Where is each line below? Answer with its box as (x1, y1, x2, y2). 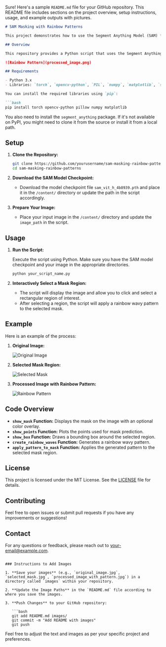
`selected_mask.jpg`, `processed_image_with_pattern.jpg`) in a (5, 574, 140, 579)
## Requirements (5, 69, 39, 74)
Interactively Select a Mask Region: (12, 280, 86, 286)
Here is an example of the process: (5, 333, 77, 339)
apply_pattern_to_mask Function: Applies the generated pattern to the (12, 444, 155, 450)
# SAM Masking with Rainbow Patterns (5, 24, 83, 29)
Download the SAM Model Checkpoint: (12, 175, 94, 181)
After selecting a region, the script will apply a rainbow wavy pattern (19, 300, 159, 306)
